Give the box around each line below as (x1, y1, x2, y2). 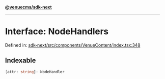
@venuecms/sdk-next (5, 4, 52, 10)
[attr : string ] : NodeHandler (5, 69, 65, 74)
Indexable (5, 56, 36, 65)
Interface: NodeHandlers (5, 26, 109, 37)
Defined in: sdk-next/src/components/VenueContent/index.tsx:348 (5, 42, 141, 48)
